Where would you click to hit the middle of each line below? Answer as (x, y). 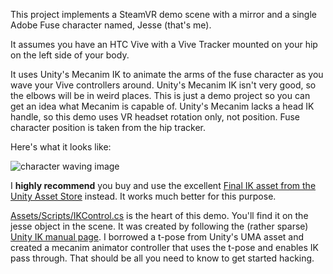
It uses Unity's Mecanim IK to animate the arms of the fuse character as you (167, 74)
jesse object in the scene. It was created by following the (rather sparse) (159, 226)
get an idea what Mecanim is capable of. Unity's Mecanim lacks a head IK (162, 106)
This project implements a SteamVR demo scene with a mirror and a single (164, 14)
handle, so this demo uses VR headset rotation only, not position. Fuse (155, 117)
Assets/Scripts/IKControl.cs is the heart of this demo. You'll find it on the (159, 215)
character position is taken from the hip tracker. (108, 127)
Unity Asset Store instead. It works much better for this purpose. (143, 196)
